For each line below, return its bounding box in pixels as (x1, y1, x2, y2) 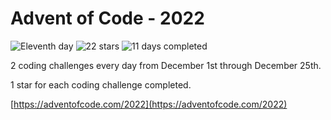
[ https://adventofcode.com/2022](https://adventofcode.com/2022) (10, 98, 288, 110)
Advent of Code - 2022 (10, 7, 205, 30)
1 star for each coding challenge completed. (10, 78, 192, 91)
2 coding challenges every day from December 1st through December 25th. (10, 59, 322, 71)
